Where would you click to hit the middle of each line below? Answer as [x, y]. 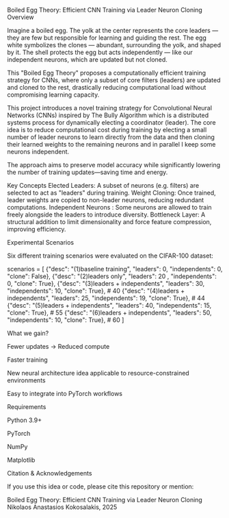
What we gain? [28, 333]
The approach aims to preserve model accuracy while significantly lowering [114, 165]
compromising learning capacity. [53, 95]
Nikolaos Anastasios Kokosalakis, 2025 [62, 507]
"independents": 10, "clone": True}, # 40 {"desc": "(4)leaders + [96, 291]
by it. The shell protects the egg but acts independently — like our [100, 52]
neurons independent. [38, 151]
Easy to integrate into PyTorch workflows [65, 394]
